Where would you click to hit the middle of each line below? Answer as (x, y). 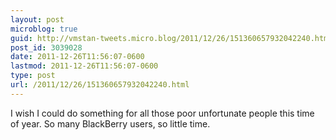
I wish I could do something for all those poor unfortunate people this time (162, 113)
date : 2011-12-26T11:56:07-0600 (77, 57)
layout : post (37, 19)
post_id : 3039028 (46, 47)
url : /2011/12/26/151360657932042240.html (100, 85)
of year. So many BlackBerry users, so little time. (110, 123)
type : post (33, 76)
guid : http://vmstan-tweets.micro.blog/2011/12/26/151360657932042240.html (171, 38)
